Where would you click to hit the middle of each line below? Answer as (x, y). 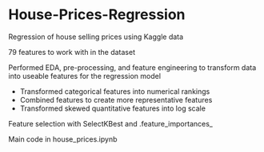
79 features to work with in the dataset (72, 52)
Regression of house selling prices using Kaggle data (96, 37)
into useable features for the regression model (85, 76)
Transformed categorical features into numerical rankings (115, 91)
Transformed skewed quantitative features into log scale (113, 108)
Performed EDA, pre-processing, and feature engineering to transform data (132, 67)
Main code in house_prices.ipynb (63, 139)
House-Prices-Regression (97, 15)
